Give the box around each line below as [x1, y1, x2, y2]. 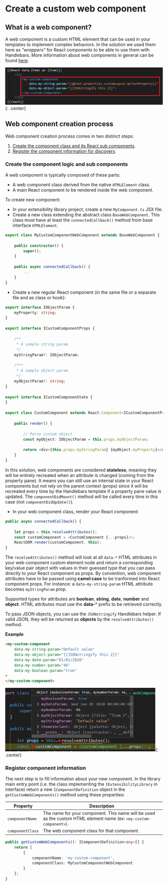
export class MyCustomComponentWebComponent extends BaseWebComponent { [5, 232, 160, 238]
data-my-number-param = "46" [14, 663, 70, 668]
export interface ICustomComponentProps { [5, 326, 95, 331]
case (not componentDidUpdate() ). [5, 499, 74, 505]
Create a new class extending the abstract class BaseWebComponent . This [12, 211, 160, 218]
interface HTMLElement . [12, 222, 58, 228]
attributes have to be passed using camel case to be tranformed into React [5, 576, 160, 582]
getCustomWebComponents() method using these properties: [5, 792, 125, 798]
